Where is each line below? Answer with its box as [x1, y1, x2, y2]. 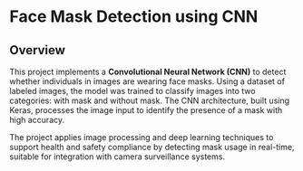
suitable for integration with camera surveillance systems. [9, 151, 225, 162]
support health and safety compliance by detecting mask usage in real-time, [9, 142, 295, 152]
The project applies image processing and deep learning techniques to [9, 132, 274, 142]
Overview [9, 43, 66, 58]
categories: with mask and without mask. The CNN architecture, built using [9, 95, 290, 106]
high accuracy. [9, 115, 65, 125]
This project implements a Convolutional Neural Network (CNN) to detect [9, 66, 287, 77]
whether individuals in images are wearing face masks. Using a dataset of [9, 76, 286, 87]
